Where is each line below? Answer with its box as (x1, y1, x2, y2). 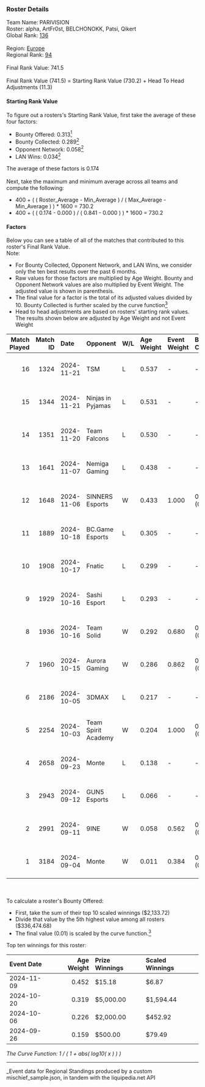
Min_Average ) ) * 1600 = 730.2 (15, 203, 94, 210)
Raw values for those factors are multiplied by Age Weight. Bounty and (15, 274, 193, 282)
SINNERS (86, 492, 113, 501)
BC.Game (86, 525, 114, 533)
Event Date (9, 959, 42, 968)
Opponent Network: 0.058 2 (15, 144, 84, 153)
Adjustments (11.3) (6, 84, 53, 91)
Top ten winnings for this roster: (6, 941, 87, 948)
